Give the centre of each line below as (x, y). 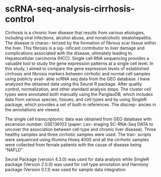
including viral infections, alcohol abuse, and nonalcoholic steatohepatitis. (79, 38)
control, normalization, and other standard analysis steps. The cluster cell (78, 89)
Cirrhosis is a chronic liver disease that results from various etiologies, (75, 32)
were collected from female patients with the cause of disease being (73, 145)
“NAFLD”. (15, 150)
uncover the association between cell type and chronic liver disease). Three (80, 129)
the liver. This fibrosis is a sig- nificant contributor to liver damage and (75, 48)
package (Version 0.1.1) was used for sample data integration (65, 169)
